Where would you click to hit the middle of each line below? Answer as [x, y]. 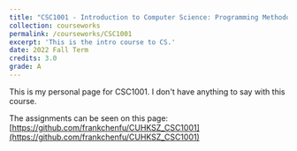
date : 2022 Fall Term [49, 50]
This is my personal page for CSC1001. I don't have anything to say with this [147, 91]
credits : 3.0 [33, 58]
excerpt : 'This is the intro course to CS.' [92, 42]
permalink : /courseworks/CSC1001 [71, 34]
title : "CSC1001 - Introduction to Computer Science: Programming [134, 17]
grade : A [25, 67]
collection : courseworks [55, 26]
